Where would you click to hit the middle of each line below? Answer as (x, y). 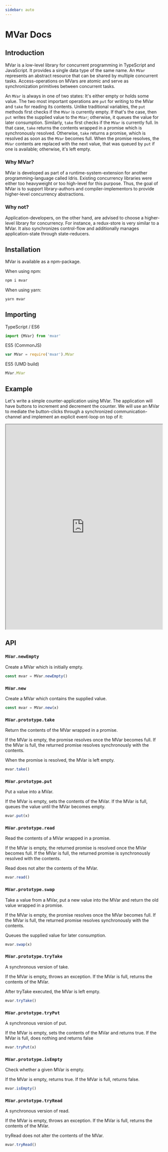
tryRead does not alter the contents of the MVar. (55, 1136)
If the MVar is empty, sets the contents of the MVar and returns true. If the (81, 1033)
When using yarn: (23, 290)
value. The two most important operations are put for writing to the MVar (80, 101)
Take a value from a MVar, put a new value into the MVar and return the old (82, 900)
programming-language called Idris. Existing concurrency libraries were (79, 178)
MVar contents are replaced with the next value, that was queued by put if (80, 143)
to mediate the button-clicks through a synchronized (59, 412)
